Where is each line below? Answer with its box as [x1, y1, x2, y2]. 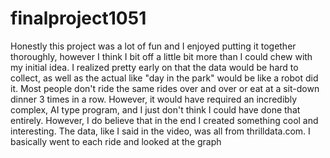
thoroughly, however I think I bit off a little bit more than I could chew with [10, 50, 313, 62]
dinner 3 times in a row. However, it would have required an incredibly [10, 93, 298, 105]
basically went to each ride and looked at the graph [10, 135, 222, 147]
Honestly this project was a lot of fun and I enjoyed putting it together [10, 40, 297, 52]
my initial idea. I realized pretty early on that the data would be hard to [10, 61, 299, 73]
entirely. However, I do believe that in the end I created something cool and [10, 114, 319, 126]
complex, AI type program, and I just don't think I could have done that [10, 103, 301, 116]
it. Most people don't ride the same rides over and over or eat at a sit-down [10, 82, 320, 94]
